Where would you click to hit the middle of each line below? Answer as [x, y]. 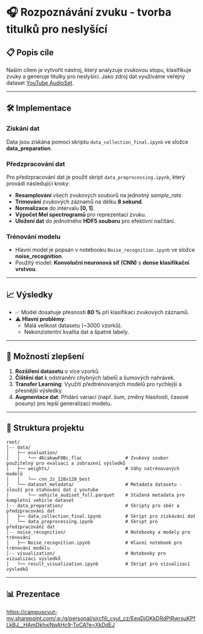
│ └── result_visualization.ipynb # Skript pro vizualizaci [98, 564]
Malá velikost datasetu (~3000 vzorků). [73, 326]
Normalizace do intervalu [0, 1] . [55, 208]
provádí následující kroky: [38, 183]
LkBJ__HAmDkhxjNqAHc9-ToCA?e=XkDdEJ [61, 624]
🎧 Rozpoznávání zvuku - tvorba [89, 12]
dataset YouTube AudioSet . [40, 83]
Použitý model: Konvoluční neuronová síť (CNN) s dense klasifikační [102, 263]
